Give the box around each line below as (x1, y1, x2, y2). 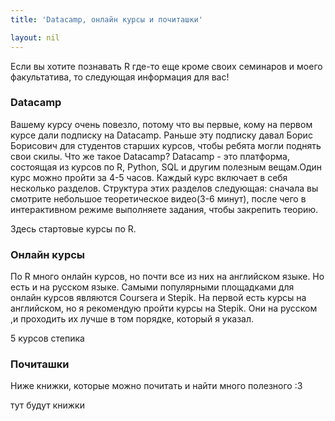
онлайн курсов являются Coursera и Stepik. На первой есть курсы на (10, 292, 307, 304)
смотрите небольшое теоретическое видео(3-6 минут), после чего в (10, 192, 307, 205)
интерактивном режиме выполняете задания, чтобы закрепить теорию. (10, 203, 319, 215)
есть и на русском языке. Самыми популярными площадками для (10, 281, 295, 293)
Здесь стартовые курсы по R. (10, 222, 137, 235)
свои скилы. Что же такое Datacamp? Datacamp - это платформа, (10, 150, 290, 162)
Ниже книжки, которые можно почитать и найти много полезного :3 (10, 380, 303, 392)
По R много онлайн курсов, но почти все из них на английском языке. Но (10, 271, 325, 283)
